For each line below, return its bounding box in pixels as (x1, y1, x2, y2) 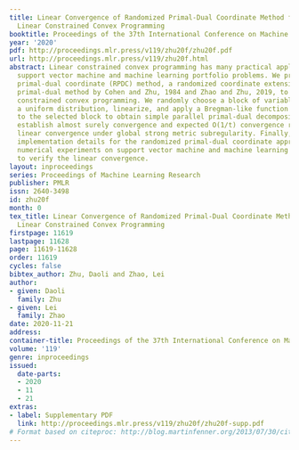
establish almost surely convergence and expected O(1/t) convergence (17, 121, 285, 130)
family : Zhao (17, 311, 66, 321)
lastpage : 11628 (9, 237, 69, 246)
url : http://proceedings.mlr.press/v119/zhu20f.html (9, 54, 209, 63)
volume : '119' (9, 344, 62, 353)
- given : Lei (9, 303, 58, 312)
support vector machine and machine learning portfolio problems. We (17, 71, 280, 80)
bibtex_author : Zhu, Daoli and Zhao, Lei (9, 270, 166, 279)
